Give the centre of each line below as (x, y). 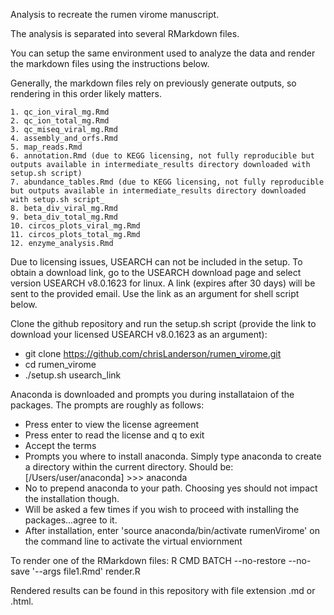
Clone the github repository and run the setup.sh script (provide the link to (163, 323)
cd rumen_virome (60, 364)
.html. (22, 601)
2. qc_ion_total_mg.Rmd (60, 121)
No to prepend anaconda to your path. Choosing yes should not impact (171, 488)
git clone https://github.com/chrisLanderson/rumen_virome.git (153, 353)
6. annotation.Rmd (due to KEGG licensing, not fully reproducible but (162, 156)
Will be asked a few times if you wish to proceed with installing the (162, 509)
